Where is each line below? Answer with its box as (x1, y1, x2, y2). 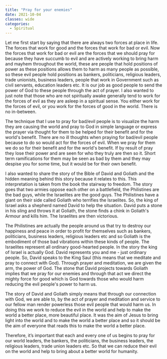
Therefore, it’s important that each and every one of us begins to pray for (5, 332, 156, 338)
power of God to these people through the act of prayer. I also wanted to (5, 87, 154, 93)
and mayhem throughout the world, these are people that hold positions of (5, 61, 158, 67)
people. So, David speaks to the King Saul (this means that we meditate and (5, 254, 161, 260)
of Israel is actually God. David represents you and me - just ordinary (5, 249, 147, 255)
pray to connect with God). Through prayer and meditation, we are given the (5, 260, 162, 266)
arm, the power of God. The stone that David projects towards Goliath (5, 265, 149, 271)
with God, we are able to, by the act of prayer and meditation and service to (5, 296, 161, 302)
